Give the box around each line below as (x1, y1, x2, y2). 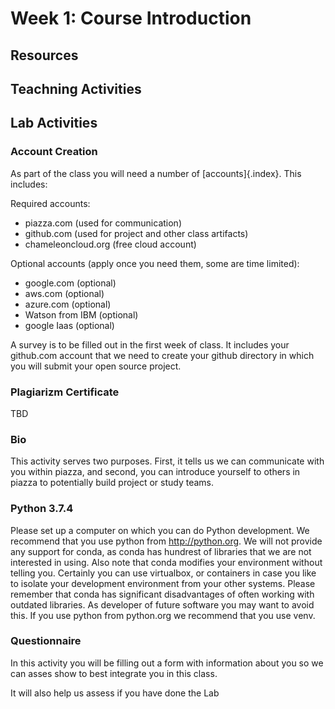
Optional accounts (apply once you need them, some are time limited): (10, 257, 300, 269)
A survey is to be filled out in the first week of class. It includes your (10, 338, 290, 351)
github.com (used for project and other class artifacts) (24, 227, 249, 239)
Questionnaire (10, 634, 82, 648)
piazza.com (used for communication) (24, 217, 182, 229)
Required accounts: (10, 197, 91, 209)
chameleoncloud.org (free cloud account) (24, 238, 197, 250)
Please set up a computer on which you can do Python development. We (10, 524, 310, 536)
